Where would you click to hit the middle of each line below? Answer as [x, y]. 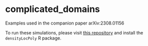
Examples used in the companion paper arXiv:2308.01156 [65, 23]
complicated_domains [53, 9]
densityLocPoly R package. [33, 38]
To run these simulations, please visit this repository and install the [74, 32]
